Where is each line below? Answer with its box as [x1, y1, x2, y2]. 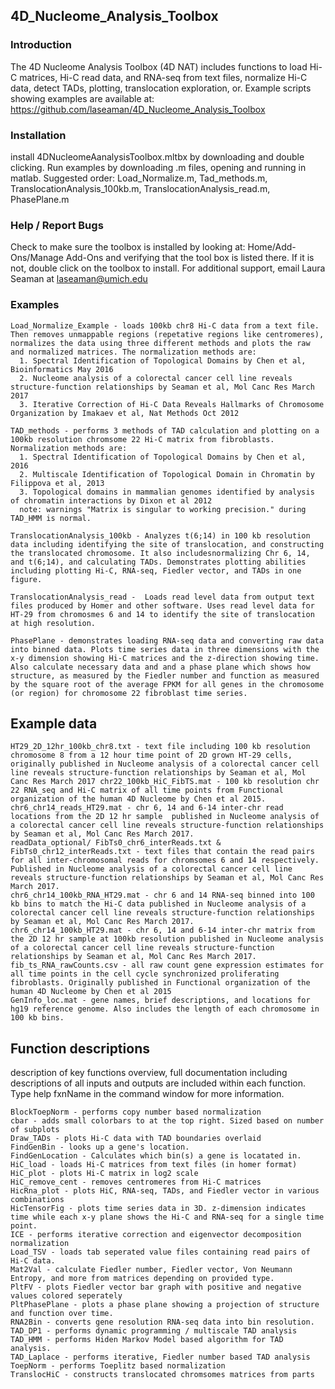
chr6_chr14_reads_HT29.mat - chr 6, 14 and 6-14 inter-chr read [10, 803, 284, 813]
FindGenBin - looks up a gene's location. [10, 1142, 190, 1153]
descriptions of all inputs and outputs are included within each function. [10, 1077, 307, 1089]
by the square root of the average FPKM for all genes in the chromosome [10, 679, 325, 689]
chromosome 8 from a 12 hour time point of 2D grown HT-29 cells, [10, 750, 293, 761]
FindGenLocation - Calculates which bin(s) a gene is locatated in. [10, 1151, 302, 1161]
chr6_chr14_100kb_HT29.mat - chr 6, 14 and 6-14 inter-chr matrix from [10, 925, 315, 936]
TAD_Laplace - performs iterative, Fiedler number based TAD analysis [10, 1352, 311, 1363]
